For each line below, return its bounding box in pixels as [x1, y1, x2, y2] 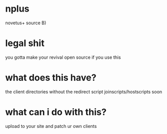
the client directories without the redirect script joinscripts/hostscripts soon [5, 88, 162, 95]
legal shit [5, 37, 45, 49]
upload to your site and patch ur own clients [5, 123, 97, 129]
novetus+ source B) [5, 20, 47, 26]
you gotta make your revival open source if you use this [5, 54, 121, 60]
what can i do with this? [5, 107, 107, 118]
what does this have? [5, 72, 97, 83]
